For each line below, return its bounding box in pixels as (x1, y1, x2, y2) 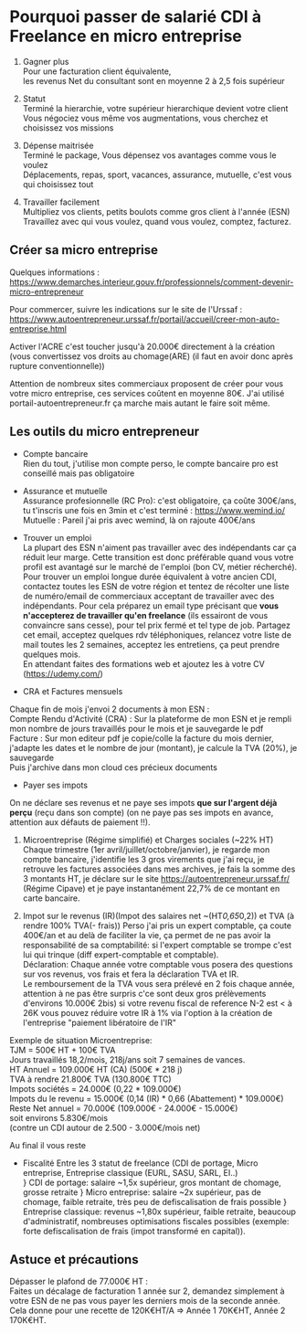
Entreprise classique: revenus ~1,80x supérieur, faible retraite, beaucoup (22, 1206, 297, 1217)
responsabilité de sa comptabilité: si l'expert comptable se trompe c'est (22, 939, 292, 950)
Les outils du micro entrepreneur (9, 424, 200, 439)
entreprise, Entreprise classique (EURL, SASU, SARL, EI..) (22, 1167, 238, 1178)
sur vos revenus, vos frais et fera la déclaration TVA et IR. (22, 968, 239, 979)
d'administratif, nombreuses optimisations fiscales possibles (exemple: (22, 1215, 290, 1226)
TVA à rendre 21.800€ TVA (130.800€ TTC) (9, 1074, 172, 1084)
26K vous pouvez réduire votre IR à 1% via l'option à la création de (22, 1007, 273, 1018)
